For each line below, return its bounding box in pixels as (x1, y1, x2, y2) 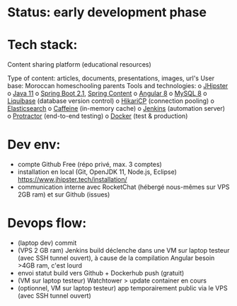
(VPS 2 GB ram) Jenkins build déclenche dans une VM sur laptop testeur (17, 246, 230, 254)
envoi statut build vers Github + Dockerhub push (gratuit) (17, 269, 185, 277)
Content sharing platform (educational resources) (7, 60, 152, 69)
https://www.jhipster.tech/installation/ (17, 175, 127, 184)
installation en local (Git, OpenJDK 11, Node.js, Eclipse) (17, 168, 177, 176)
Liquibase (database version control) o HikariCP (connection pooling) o (7, 97, 214, 105)
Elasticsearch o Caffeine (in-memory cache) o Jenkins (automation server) (7, 104, 225, 113)
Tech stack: (7, 37, 78, 53)
